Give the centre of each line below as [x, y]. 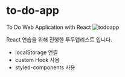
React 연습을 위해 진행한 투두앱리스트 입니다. [59, 39]
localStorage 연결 [37, 52]
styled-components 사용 [45, 67]
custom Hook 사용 [37, 60]
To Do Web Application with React [49, 27]
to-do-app [33, 11]
